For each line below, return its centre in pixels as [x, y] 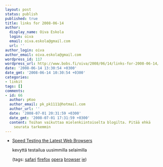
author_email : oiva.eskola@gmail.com [43, 55]
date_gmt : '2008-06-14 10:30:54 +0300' [45, 73]
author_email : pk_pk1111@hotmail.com [48, 104]
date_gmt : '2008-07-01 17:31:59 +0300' [50, 118]
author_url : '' [25, 109]
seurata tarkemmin [32, 127]
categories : [17, 77]
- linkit [14, 82]
